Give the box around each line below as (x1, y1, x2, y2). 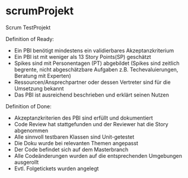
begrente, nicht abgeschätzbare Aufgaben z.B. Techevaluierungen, (14, 65, 179, 73)
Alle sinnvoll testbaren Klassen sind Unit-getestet (14, 133, 135, 140)
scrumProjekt (5, 4, 74, 18)
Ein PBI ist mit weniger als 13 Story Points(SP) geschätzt (14, 53, 152, 60)
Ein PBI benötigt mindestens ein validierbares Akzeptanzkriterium (14, 46, 174, 54)
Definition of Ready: (5, 35, 55, 42)
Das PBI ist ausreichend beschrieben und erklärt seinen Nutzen (14, 91, 170, 98)
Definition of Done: (5, 102, 52, 110)
